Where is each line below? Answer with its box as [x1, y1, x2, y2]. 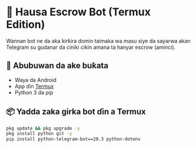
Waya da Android [14, 76, 57, 83]
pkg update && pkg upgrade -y [6, 125, 81, 131]
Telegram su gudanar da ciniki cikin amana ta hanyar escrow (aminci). [6, 44, 176, 51]
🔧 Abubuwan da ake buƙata [6, 61, 109, 71]
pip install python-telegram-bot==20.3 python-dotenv [6, 136, 141, 142]
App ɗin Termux [14, 83, 54, 90]
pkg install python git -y [6, 131, 72, 137]
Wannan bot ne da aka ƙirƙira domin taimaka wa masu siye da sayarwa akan [6, 37, 191, 44]
